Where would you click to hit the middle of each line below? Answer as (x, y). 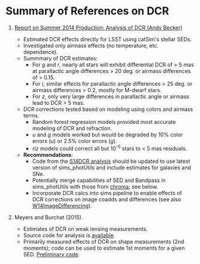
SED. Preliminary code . (51, 254)
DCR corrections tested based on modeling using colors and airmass (108, 109)
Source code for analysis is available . (69, 235)
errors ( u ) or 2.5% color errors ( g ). (75, 141)
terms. (31, 116)
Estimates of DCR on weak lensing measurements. (85, 229)
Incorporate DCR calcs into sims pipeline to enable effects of (107, 193)
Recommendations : (48, 154)
